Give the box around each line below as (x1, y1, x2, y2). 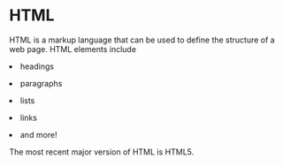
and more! (20, 129, 57, 140)
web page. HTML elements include (9, 43, 137, 54)
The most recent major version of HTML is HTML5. (9, 147, 195, 157)
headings (20, 61, 55, 72)
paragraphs (20, 78, 63, 88)
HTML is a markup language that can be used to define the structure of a (9, 34, 276, 45)
